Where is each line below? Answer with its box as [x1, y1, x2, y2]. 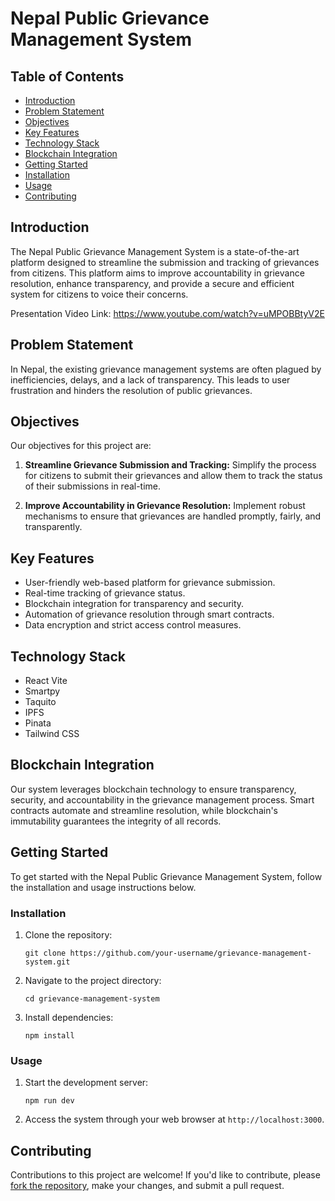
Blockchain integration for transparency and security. [24, 598, 245, 610]
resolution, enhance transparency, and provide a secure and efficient [10, 277, 295, 289]
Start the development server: [24, 1077, 149, 1089]
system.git [24, 957, 71, 967]
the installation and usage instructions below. [10, 881, 197, 893]
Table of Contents [10, 68, 125, 85]
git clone [24, 948, 67, 958]
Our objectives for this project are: [10, 440, 152, 452]
